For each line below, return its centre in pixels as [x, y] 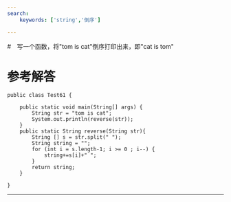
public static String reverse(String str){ [83, 131]
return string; [54, 168]
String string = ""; [61, 144]
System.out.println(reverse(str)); [83, 120]
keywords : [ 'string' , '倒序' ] [60, 20]
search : [18, 13]
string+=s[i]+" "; [70, 155]
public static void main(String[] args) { [81, 107]
